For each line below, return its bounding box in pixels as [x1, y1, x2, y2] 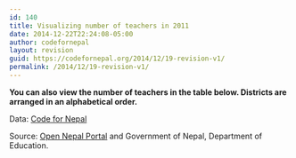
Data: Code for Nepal [9, 113, 87, 124]
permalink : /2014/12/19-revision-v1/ [9, 63, 150, 72]
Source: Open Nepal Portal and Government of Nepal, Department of [9, 130, 263, 141]
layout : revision [9, 46, 74, 55]
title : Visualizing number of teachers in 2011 [9, 21, 190, 30]
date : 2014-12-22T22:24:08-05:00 [9, 29, 134, 38]
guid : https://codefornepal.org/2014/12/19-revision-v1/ [9, 54, 226, 63]
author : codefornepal [9, 37, 90, 47]
